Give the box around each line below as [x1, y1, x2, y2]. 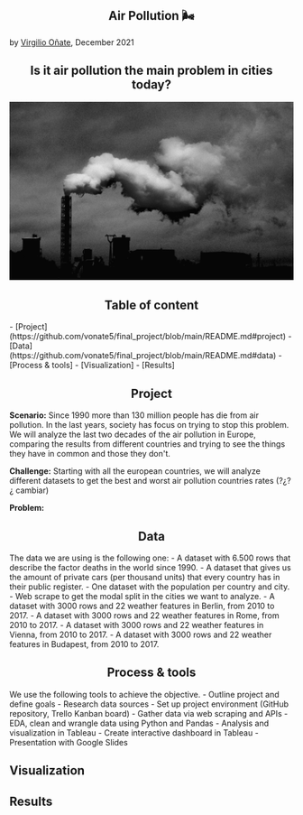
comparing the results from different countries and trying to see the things [9, 439, 286, 449]
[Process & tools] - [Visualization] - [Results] [9, 360, 176, 371]
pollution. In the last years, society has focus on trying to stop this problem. [9, 420, 289, 431]
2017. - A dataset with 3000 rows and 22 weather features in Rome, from [9, 610, 280, 621]
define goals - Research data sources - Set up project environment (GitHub [9, 699, 289, 709]
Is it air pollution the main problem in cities [30, 63, 273, 79]
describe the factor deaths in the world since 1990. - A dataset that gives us [9, 562, 291, 573]
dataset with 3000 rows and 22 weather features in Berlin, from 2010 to [9, 600, 275, 612]
